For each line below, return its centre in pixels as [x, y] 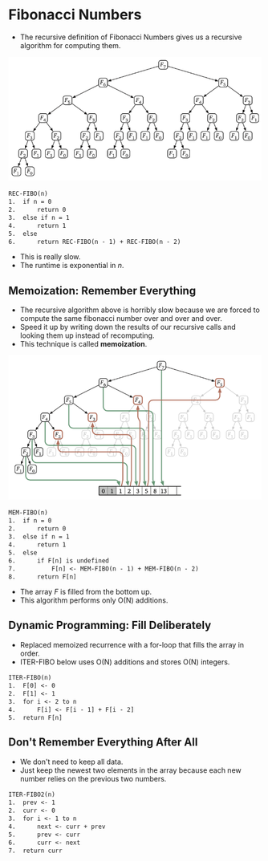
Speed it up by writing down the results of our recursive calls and [128, 327]
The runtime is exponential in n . [72, 266]
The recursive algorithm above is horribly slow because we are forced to [140, 310]
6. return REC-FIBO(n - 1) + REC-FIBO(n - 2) [95, 242]
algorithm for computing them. [70, 45]
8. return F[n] [43, 577]
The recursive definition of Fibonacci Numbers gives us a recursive [131, 37]
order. [30, 653]
